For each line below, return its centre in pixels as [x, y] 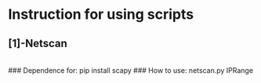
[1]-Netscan [38, 43]
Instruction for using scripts [101, 14]
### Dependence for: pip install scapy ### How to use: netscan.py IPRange [130, 70]
